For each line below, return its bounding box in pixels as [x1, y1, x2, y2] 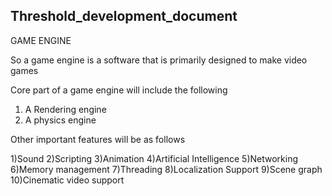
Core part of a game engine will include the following [10, 84, 228, 96]
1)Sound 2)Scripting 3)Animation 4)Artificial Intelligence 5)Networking [10, 152, 299, 164]
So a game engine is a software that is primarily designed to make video [10, 54, 308, 66]
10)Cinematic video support [10, 174, 125, 186]
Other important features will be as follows [10, 133, 186, 145]
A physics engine [24, 114, 97, 126]
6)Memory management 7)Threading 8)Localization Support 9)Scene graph [10, 163, 323, 175]
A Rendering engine [24, 103, 107, 115]
